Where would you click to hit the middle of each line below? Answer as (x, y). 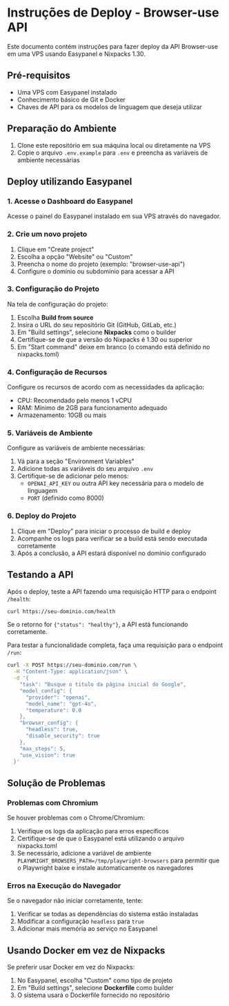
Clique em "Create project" (56, 249)
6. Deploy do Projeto (42, 516)
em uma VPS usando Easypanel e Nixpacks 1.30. (77, 54)
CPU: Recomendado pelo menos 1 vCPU (74, 400)
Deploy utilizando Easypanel (70, 181)
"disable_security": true (62, 736)
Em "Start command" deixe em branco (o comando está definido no (113, 347)
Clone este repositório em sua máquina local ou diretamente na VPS (114, 145)
